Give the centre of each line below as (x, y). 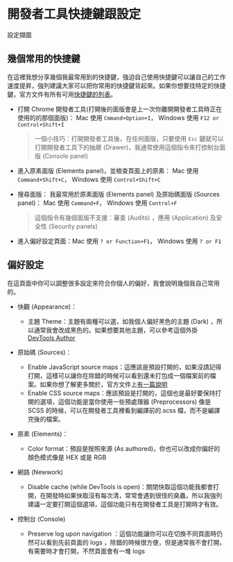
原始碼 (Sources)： (44, 352)
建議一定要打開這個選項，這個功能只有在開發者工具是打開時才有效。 (125, 504)
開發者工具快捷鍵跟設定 (74, 14)
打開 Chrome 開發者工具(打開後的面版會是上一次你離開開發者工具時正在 (120, 109)
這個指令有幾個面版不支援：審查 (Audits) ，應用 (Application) (121, 217)
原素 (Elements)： (43, 433)
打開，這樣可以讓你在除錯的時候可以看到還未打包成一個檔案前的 (119, 375)
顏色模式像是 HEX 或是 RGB (67, 457)
